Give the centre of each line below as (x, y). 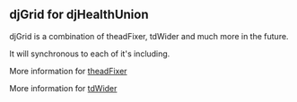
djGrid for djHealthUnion (79, 15)
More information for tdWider (63, 88)
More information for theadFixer (68, 71)
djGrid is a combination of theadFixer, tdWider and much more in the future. (149, 36)
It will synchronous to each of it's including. (90, 54)
